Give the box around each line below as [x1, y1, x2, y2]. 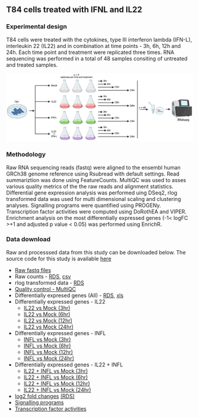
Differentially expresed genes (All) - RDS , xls [14, 292, 124, 299]
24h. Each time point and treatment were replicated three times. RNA [6, 49, 175, 56]
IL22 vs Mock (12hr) [23, 317, 73, 324]
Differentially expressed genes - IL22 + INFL [14, 361, 123, 368]
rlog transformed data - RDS [14, 279, 84, 286]
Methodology [6, 151, 46, 159]
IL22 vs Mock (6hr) [23, 311, 71, 318]
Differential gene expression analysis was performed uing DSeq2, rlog [6, 189, 178, 196]
